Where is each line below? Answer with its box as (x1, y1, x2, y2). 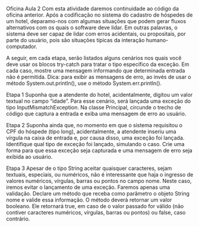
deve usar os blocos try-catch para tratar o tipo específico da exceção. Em (6, 61, 189, 68)
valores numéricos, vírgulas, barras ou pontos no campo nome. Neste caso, (6, 178, 192, 184)
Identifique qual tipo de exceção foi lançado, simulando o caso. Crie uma (6, 141, 185, 147)
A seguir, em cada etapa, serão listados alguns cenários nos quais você (6, 55, 182, 61)
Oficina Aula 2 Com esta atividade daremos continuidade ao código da (6, 5, 179, 12)
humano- (146, 37, 169, 43)
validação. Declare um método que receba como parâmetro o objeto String (6, 190, 190, 197)
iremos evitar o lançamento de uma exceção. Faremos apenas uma (6, 184, 170, 191)
